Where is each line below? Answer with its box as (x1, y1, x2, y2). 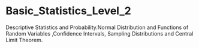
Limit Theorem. (5, 36, 43, 43)
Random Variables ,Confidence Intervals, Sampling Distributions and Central (5, 30, 194, 37)
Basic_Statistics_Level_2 (5, 4, 131, 18)
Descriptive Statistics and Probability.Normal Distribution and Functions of (5, 24, 189, 31)
